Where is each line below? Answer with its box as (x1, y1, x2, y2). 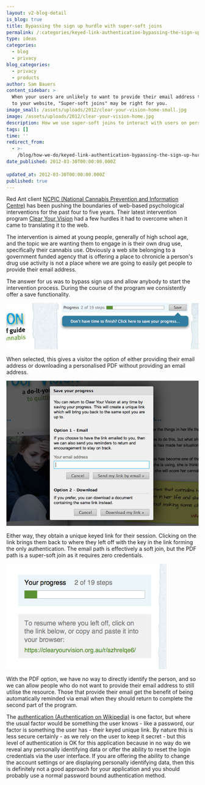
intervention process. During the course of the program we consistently (6, 284, 186, 292)
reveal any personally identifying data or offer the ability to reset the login (6, 746, 191, 753)
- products (12, 74, 40, 81)
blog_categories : (6, 61, 51, 67)
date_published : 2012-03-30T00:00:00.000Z (6, 159, 116, 165)
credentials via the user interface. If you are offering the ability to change (6, 753, 190, 760)
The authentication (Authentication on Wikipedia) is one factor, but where (6, 713, 191, 721)
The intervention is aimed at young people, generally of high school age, (6, 233, 189, 241)
